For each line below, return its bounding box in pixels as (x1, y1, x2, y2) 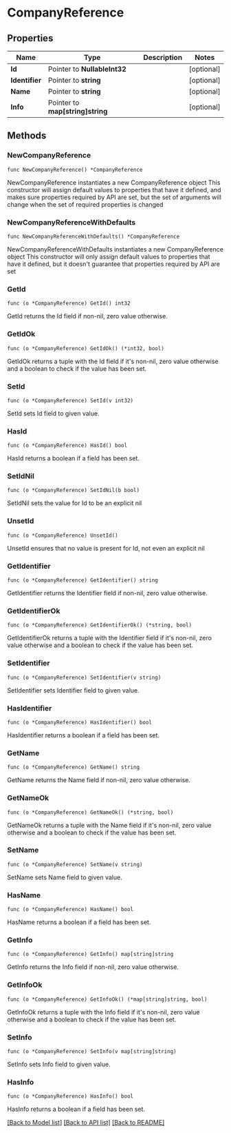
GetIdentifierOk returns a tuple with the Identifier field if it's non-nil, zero (7, 634, 212, 642)
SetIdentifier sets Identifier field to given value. (7, 686, 140, 694)
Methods (7, 130, 47, 142)
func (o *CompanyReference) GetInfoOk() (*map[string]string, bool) (7, 996, 208, 1003)
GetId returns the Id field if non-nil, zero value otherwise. (7, 312, 168, 320)
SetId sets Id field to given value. (7, 409, 100, 418)
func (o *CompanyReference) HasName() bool (7, 906, 134, 913)
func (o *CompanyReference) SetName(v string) (7, 861, 143, 868)
